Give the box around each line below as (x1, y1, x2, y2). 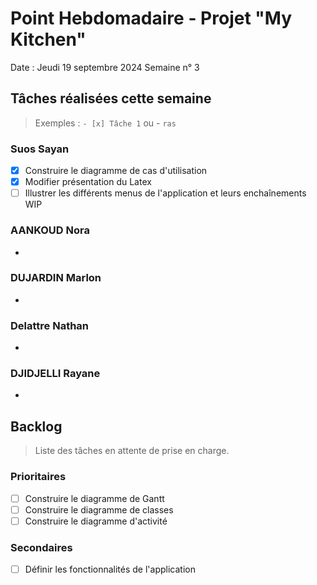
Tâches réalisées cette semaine (10, 90, 212, 107)
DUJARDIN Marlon (10, 271, 102, 285)
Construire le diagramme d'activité (24, 515, 168, 527)
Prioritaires (10, 470, 67, 484)
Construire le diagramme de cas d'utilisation (24, 165, 208, 177)
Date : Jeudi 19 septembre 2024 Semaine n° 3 (10, 61, 200, 73)
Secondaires (10, 540, 73, 554)
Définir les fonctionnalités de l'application (24, 563, 196, 576)
